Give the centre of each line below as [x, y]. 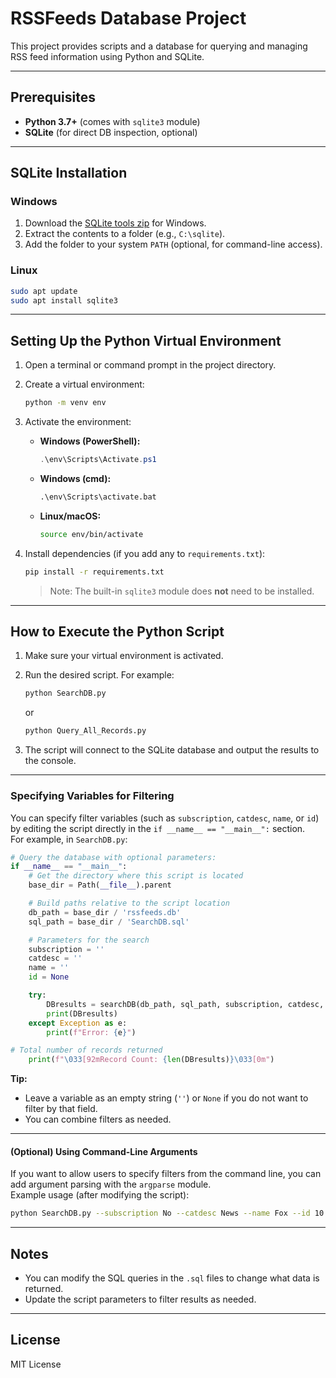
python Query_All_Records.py [85, 731]
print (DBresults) [82, 1013]
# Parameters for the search [89, 940]
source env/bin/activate [91, 534]
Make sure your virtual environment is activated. [124, 656]
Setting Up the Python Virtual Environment [146, 340]
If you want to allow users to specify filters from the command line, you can [166, 1174]
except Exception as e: [78, 1023]
